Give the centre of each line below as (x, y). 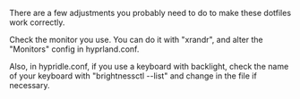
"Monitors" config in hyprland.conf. (74, 49)
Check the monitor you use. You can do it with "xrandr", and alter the (137, 40)
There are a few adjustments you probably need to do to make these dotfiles (150, 13)
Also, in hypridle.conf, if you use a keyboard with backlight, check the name (149, 66)
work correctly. (37, 22)
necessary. (30, 85)
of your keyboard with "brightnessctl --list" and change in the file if (133, 76)
